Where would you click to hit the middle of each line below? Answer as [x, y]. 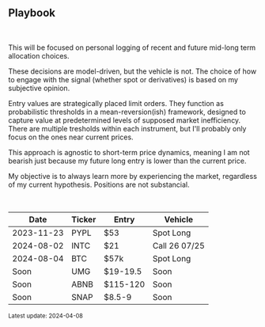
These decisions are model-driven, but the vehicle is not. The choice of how [132, 71]
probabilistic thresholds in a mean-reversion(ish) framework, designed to [127, 112]
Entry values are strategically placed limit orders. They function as [116, 103]
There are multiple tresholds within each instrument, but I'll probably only [127, 128]
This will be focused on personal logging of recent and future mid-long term [132, 48]
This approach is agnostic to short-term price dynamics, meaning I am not [129, 152]
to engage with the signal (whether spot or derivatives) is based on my [123, 79]
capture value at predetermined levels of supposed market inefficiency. [125, 120]
